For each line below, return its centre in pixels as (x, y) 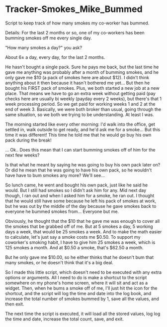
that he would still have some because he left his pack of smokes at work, (81, 201)
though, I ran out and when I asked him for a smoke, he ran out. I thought (80, 195)
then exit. (15, 304)
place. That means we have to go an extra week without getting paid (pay (80, 93)
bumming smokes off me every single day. (48, 38)
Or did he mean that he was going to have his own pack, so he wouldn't (79, 170)
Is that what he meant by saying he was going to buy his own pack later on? (83, 164)
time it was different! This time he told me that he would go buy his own (78, 135)
